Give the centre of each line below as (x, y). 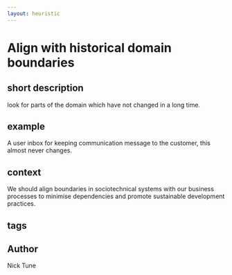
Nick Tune (22, 266)
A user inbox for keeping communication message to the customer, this (109, 143)
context (24, 172)
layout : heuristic (34, 14)
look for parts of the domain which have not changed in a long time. (104, 105)
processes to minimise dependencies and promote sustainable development (116, 196)
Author (23, 249)
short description (46, 88)
